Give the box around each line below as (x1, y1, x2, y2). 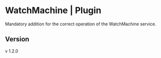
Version (5, 35, 29, 43)
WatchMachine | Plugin (5, 5, 101, 16)
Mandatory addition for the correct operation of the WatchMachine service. (5, 21, 157, 27)
